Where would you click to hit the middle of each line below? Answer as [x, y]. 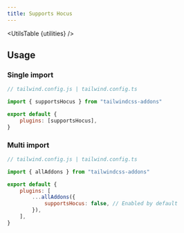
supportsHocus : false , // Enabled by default [111, 204]
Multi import [28, 145]
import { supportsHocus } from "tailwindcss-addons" [85, 102]
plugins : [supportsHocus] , [58, 121]
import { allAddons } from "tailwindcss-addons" [79, 172]
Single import [30, 75]
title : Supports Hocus [40, 14]
